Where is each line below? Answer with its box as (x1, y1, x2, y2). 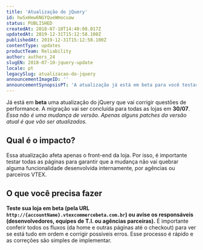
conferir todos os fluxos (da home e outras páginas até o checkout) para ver (6, 223, 196, 231)
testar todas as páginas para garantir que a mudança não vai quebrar (6, 158, 179, 165)
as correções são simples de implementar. (6, 237, 112, 244)
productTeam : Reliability (6, 48, 71, 54)
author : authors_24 (6, 54, 56, 60)
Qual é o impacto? (6, 136, 76, 146)
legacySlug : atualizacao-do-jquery (6, 71, 96, 77)
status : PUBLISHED (6, 20, 53, 26)
